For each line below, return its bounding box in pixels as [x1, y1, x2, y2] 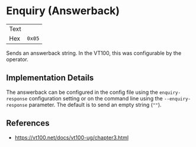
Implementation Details [6, 73, 94, 83]
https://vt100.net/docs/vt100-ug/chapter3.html [14, 134, 129, 141]
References [6, 118, 50, 128]
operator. [6, 55, 28, 63]
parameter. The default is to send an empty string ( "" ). [28, 101, 162, 108]
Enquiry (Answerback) [6, 4, 120, 18]
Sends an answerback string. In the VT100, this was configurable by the [6, 49, 182, 57]
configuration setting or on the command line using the [28, 94, 163, 102]
